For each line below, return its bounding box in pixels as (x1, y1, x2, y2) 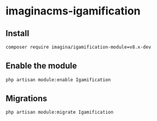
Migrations (5, 93, 48, 104)
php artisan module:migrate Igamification (5, 110, 114, 116)
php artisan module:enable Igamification (5, 76, 111, 82)
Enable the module (5, 61, 78, 71)
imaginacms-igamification (5, 4, 141, 18)
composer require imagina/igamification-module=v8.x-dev (5, 44, 152, 50)
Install (5, 28, 29, 39)
